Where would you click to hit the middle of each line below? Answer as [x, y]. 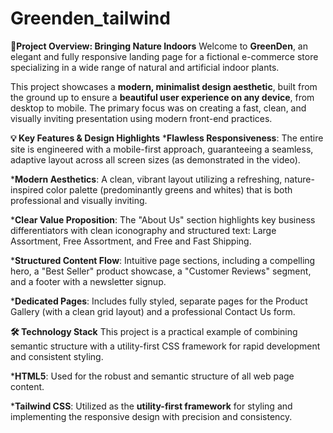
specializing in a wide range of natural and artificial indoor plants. [145, 67]
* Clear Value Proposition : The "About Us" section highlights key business [163, 219]
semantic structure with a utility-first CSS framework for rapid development [165, 346]
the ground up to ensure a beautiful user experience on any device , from [162, 97]
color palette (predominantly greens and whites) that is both [169, 189]
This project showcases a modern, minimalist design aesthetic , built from [164, 86]
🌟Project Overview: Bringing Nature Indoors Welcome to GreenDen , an [159, 46]
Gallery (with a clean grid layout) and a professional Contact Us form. [153, 311]
